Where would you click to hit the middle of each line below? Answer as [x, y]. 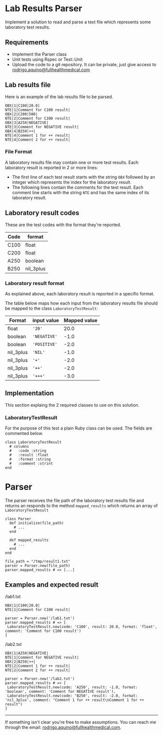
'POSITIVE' [45, 344]
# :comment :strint [31, 464]
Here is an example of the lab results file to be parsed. [59, 97]
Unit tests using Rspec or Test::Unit [47, 59]
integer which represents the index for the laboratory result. [72, 182]
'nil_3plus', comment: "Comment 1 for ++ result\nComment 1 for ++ [75, 700]
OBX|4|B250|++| [20, 131]
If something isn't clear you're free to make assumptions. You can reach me [81, 722]
